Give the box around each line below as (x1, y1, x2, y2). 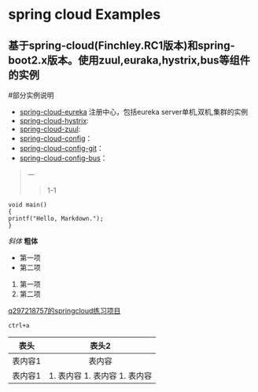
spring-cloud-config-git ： (19, 144, 104, 152)
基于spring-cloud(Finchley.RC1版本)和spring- (8, 38, 236, 52)
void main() (8, 201, 47, 209)
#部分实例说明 (8, 90, 54, 100)
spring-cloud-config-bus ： (19, 153, 108, 163)
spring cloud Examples (8, 5, 161, 24)
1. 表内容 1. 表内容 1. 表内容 (48, 371, 152, 381)
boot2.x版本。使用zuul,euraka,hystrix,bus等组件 (8, 53, 250, 67)
